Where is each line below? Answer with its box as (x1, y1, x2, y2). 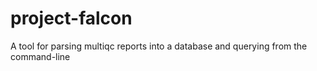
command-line (10, 50, 71, 62)
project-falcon (10, 7, 133, 30)
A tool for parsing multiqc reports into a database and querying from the (10, 40, 308, 52)
